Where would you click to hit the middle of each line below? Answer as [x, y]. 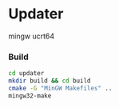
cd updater [26, 74]
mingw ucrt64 [31, 36]
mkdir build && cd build [50, 81]
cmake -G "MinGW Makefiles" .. [60, 88]
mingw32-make [30, 96]
